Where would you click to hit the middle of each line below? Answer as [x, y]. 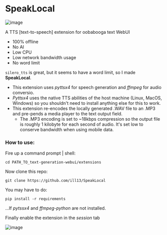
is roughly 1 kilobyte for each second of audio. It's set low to [82, 124]
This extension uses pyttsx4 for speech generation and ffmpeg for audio [87, 87]
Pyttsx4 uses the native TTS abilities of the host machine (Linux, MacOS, [87, 98]
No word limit [26, 63]
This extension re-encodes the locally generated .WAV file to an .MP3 [84, 108]
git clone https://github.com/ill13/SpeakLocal [56, 181]
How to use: [20, 142]
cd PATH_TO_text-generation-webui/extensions [53, 162]
